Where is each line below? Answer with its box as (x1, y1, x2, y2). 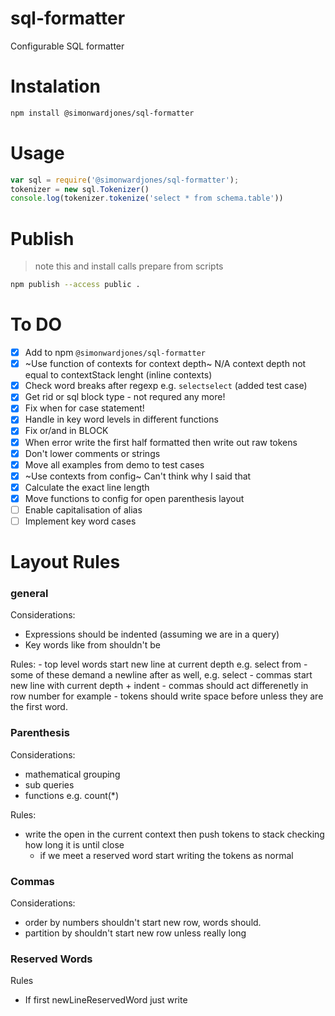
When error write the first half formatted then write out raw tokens (24, 436, 298, 448)
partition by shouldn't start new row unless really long (24, 927, 247, 939)
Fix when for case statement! (24, 402, 145, 414)
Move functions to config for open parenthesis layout (24, 492, 245, 504)
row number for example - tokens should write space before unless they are (10, 690, 324, 702)
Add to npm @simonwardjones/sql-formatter (24, 347, 206, 359)
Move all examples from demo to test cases (24, 458, 205, 471)
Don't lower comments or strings (24, 447, 161, 459)
